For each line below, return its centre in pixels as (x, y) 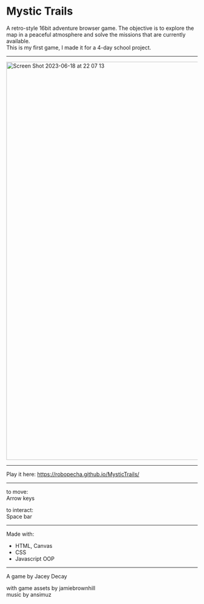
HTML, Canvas (34, 545)
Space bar (19, 516)
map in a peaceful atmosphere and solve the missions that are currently (96, 34)
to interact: (20, 510)
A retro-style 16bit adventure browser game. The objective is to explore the (100, 28)
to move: (17, 491)
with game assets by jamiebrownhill (51, 588)
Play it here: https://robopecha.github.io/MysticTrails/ (73, 474)
